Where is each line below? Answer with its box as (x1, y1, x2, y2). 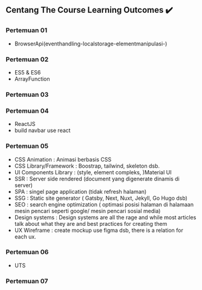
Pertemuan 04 (5, 107, 49, 115)
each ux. (14, 232, 37, 240)
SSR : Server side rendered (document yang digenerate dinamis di (14, 175, 180, 182)
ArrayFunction (14, 75, 50, 82)
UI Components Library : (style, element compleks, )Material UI (14, 168, 172, 176)
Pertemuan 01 (5, 26, 48, 35)
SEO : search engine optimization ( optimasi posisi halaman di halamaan (14, 200, 194, 208)
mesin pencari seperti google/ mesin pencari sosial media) (14, 207, 161, 214)
